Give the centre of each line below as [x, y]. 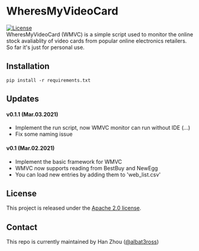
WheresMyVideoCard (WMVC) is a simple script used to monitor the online [100, 34]
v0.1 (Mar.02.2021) [31, 148]
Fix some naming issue [44, 134]
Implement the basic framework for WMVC [69, 161]
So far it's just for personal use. [46, 47]
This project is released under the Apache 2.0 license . [74, 208]
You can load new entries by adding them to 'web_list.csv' [88, 175]
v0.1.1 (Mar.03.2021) [32, 114]
